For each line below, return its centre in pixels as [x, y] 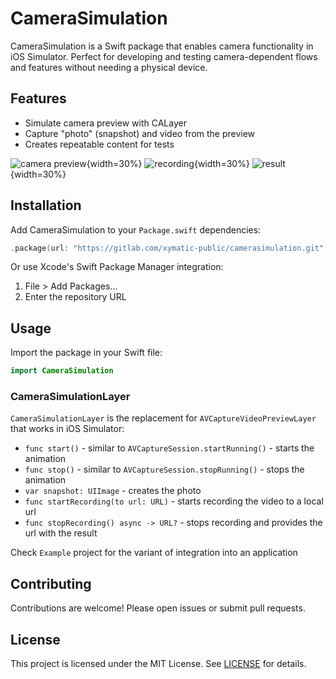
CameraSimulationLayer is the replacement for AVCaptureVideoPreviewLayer [163, 418]
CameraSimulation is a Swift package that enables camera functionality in [162, 46]
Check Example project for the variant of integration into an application [154, 553]
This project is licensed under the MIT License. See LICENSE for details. [158, 664]
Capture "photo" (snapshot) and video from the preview [140, 133]
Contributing [51, 583]
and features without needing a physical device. [109, 67]
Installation [46, 205]
